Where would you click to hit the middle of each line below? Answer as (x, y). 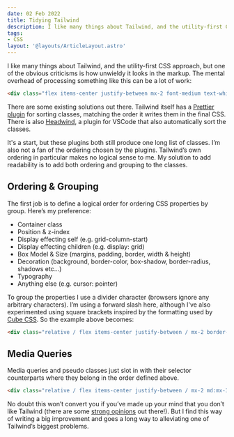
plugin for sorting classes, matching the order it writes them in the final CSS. (117, 114)
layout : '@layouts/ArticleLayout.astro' (67, 46)
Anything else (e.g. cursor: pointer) (68, 284)
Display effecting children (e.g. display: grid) (81, 246)
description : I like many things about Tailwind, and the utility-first (115, 26)
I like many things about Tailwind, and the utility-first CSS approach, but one (116, 66)
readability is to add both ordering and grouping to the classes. (97, 164)
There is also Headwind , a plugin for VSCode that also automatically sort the (117, 121)
